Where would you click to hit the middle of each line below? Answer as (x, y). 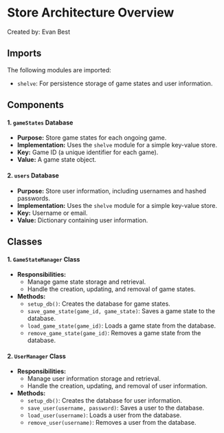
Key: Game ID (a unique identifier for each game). (88, 152)
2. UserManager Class (37, 356)
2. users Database (33, 175)
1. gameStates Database (40, 123)
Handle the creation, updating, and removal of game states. (111, 289)
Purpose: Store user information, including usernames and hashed (112, 191)
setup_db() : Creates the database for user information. (105, 401)
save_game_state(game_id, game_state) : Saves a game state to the (121, 311)
